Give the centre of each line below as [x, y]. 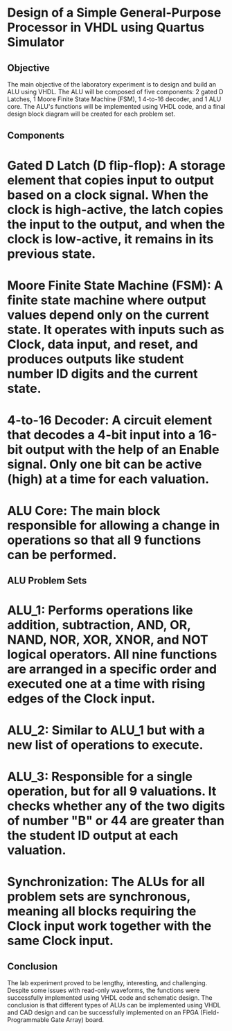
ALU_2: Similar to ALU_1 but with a [106, 730]
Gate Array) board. [77, 1020]
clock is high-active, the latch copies [115, 210]
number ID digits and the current [103, 374]
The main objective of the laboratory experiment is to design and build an [112, 84]
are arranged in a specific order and [112, 669]
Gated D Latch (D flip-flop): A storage [116, 165]
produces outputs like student [96, 359]
